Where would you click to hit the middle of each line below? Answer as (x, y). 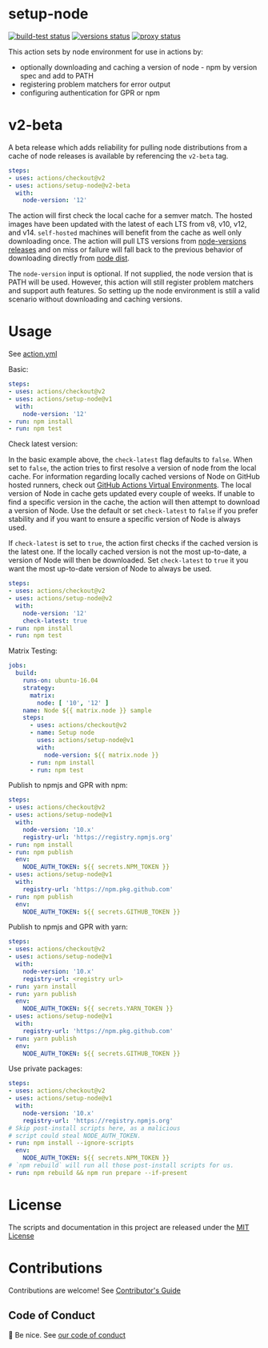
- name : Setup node (62, 733)
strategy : (39, 688)
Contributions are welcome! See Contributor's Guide (95, 1290)
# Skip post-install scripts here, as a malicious (94, 1128)
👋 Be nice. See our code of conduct (67, 1334)
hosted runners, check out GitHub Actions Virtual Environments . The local (130, 485)
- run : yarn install (43, 987)
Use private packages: (45, 1069)
